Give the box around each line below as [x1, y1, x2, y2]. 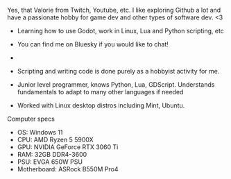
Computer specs [7, 114, 55, 123]
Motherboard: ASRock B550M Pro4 [17, 165, 119, 173]
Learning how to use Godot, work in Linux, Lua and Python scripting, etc [17, 27, 224, 35]
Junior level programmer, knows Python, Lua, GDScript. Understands [17, 80, 215, 89]
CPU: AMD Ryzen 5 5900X [17, 135, 94, 144]
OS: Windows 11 [17, 128, 63, 136]
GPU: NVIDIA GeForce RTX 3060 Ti [17, 143, 119, 151]
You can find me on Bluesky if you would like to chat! [17, 40, 169, 48]
